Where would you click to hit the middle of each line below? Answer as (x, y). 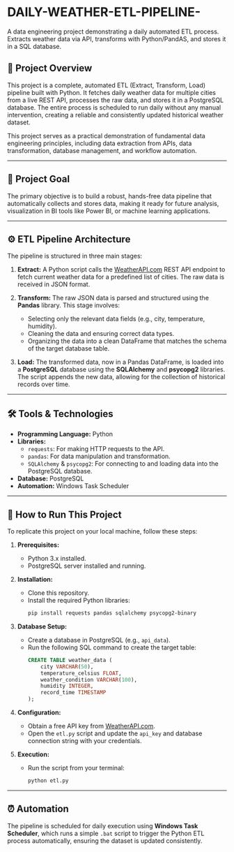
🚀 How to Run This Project (64, 514)
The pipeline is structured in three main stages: (75, 256)
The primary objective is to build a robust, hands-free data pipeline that (110, 196)
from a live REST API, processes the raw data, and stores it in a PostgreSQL (116, 100)
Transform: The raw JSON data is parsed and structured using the (113, 298)
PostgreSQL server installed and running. (87, 566)
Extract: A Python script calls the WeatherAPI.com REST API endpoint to (121, 270)
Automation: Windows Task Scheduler (73, 486)
